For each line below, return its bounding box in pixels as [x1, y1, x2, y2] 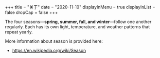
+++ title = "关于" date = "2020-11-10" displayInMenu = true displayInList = [5, 4, 156, 10]
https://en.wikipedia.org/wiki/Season [12, 47, 86, 53]
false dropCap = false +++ [5, 10, 58, 15]
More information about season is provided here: [5, 38, 103, 44]
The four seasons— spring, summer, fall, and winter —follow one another [5, 19, 152, 24]
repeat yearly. [5, 29, 33, 35]
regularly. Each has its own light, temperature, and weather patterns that [5, 24, 150, 30]
